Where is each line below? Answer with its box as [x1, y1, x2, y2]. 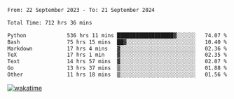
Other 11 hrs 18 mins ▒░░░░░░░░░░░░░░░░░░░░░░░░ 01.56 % [7, 71, 228, 78]
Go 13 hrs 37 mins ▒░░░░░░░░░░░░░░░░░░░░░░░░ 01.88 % [7, 65, 228, 72]
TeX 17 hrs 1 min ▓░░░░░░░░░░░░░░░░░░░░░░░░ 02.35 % [7, 51, 228, 59]
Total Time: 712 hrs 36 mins [7, 19, 92, 26]
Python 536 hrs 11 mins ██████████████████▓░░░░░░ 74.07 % [7, 32, 228, 39]
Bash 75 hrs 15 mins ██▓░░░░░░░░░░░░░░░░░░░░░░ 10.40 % [7, 39, 228, 46]
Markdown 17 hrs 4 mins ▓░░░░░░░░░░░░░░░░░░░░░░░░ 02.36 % [7, 45, 228, 52]
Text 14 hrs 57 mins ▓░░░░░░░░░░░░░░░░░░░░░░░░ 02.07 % [7, 58, 228, 65]
